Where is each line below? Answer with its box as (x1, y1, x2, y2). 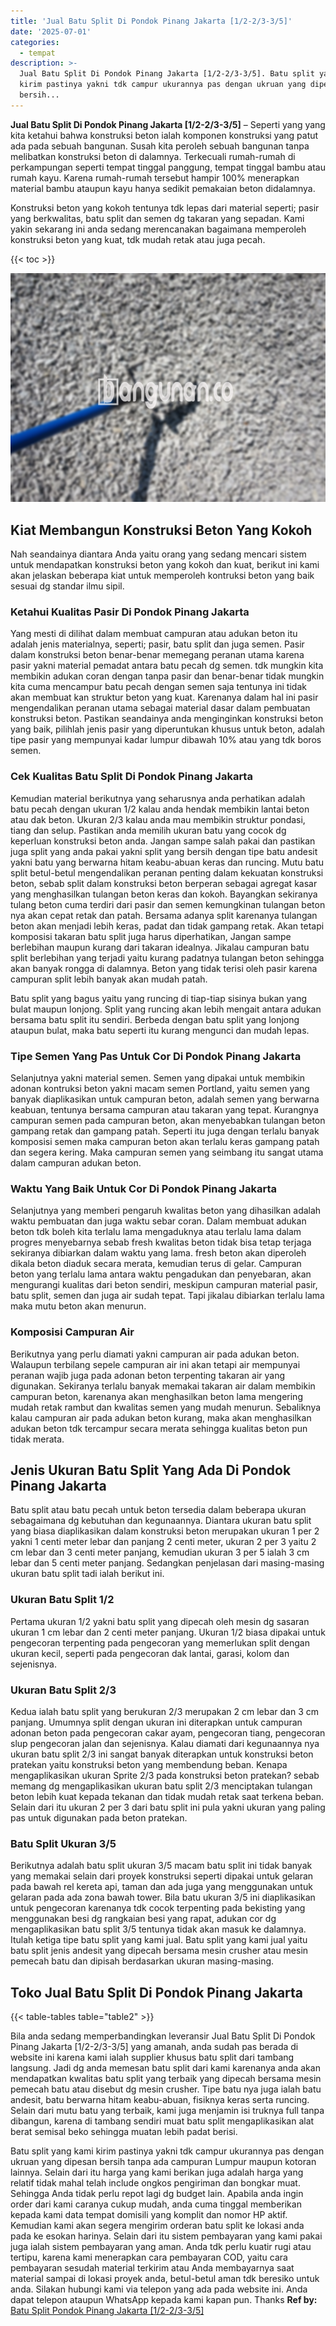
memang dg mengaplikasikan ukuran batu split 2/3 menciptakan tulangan (10, 1780, 313, 1792)
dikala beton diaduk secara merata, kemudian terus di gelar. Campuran (10, 1258, 302, 1270)
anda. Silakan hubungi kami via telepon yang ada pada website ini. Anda (10, 2283, 308, 2295)
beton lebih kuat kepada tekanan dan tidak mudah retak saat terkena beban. (10, 1790, 324, 1802)
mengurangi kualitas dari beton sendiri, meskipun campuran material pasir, (10, 1279, 318, 1291)
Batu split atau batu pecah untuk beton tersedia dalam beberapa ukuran (10, 1504, 307, 1516)
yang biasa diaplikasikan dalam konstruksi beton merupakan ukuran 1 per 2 (10, 1525, 320, 1537)
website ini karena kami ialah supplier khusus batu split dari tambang (10, 2051, 295, 2064)
